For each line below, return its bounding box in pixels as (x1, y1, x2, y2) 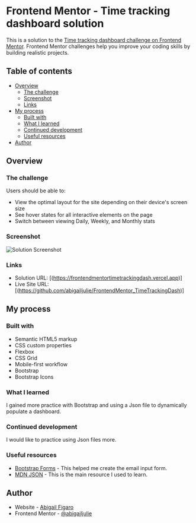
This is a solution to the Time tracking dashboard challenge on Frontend (6, 36, 182, 43)
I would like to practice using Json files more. (6, 436, 117, 443)
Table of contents (6, 66, 72, 77)
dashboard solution (6, 17, 104, 30)
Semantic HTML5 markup (14, 335, 78, 343)
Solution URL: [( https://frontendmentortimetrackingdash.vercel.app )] (14, 274, 182, 281)
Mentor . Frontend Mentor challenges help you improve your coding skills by (6, 43, 191, 50)
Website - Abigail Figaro (14, 503, 74, 511)
